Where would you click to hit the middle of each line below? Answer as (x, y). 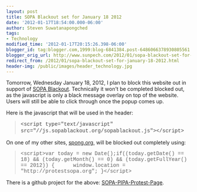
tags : (13, 33)
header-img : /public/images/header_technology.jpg (69, 66)
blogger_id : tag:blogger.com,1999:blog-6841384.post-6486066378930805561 (98, 50)
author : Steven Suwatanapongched (47, 28)
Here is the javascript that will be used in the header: (70, 113)
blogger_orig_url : (28, 55)
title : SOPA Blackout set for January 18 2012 (64, 17)
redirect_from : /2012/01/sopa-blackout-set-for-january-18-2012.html (93, 60)
